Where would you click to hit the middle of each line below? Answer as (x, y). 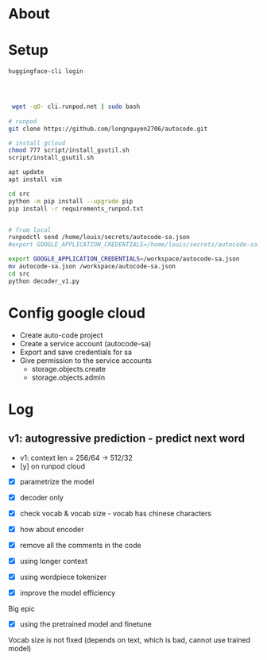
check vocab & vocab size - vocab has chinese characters (116, 513)
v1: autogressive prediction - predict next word (126, 439)
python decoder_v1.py (44, 281)
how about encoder (52, 529)
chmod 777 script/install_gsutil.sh (69, 151)
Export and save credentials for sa (76, 352)
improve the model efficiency (68, 593)
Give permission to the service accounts (86, 360)
